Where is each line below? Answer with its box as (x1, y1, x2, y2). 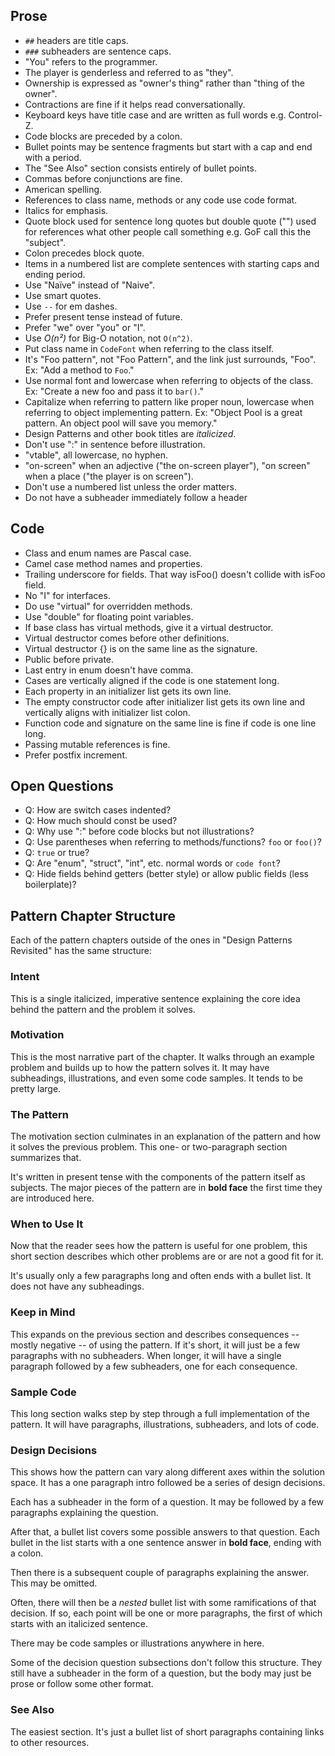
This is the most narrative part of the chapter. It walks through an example (10, 1050, 315, 1063)
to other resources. (10, 1736, 90, 1748)
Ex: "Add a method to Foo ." (24, 364, 135, 376)
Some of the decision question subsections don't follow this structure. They (10, 1657, 323, 1669)
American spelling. (24, 183, 103, 195)
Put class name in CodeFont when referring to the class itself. (24, 342, 275, 354)
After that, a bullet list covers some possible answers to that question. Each (10, 1526, 321, 1538)
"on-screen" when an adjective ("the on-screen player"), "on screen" (24, 459, 311, 471)
